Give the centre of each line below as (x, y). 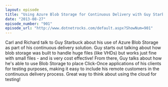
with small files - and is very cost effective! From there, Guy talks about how (83, 58)
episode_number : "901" (29, 24)
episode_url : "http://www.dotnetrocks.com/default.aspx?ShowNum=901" (79, 28)
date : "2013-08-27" (25, 19)
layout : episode (22, 10)
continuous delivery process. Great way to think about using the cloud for (81, 74)
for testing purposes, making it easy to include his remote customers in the (82, 69)
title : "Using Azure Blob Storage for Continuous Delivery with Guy (78, 14)
